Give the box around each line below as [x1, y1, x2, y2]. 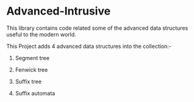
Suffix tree [15, 78, 41, 85]
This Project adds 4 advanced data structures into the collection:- [6, 42, 172, 50]
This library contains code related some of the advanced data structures [6, 24, 189, 32]
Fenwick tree [15, 66, 48, 73]
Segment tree [15, 54, 50, 61]
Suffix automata [15, 89, 56, 97]
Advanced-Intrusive [6, 4, 111, 18]
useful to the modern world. [6, 30, 76, 38]
